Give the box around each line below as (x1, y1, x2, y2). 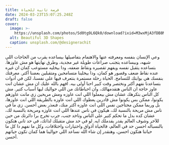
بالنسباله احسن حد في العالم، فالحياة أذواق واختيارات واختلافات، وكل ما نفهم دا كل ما (5, 123, 163, 129)
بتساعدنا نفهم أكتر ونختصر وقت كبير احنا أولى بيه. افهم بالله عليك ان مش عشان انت (5, 80, 161, 86)
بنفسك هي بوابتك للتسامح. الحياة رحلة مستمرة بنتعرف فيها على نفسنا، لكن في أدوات (5, 75, 163, 81)
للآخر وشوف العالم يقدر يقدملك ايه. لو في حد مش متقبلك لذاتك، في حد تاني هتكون (5, 117, 159, 123)
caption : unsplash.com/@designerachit (10, 40, 92, 45)
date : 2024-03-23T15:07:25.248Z (5, 12, 73, 17)
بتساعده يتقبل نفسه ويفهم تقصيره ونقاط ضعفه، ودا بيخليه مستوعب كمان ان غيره (5, 64, 156, 70)
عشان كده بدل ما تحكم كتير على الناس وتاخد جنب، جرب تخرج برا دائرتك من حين (5, 112, 155, 118)
